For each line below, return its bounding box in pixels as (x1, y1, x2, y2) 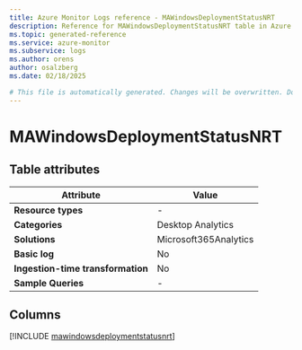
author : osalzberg (9, 64, 78, 73)
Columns (9, 307, 61, 323)
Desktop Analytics (156, 218, 234, 231)
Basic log (13, 248, 55, 260)
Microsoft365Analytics (156, 232, 254, 245)
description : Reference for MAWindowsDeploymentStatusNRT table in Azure (9, 22, 292, 31)
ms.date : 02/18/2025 (9, 72, 87, 81)
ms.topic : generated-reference (9, 30, 127, 39)
